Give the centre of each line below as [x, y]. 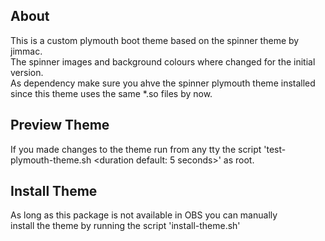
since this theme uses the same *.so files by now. [111, 93]
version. [27, 72]
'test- [275, 149]
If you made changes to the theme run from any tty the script [136, 149]
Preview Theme [60, 125]
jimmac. [26, 51]
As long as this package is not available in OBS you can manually [144, 215]
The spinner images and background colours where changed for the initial [163, 61]
